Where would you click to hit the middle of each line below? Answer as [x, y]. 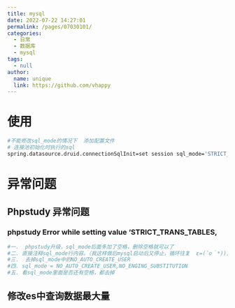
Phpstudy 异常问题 [48, 212]
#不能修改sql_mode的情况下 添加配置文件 [61, 141]
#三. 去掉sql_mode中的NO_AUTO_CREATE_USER [69, 260]
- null [23, 66]
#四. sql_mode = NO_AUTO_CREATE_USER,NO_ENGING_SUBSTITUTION [98, 266]
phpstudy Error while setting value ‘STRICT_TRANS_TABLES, [113, 233]
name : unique [33, 79]
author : [19, 72]
